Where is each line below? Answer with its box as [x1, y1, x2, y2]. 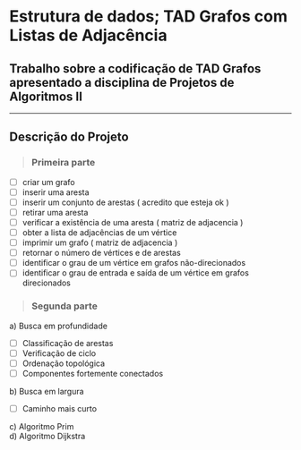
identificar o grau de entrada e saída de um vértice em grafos [21, 267, 249, 278]
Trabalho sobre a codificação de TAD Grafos [9, 61, 262, 76]
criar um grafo [21, 176, 76, 187]
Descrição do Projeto [9, 130, 129, 145]
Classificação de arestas [21, 337, 114, 348]
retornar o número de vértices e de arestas [21, 248, 181, 259]
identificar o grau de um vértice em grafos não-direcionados [21, 258, 246, 268]
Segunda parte [30, 300, 99, 312]
